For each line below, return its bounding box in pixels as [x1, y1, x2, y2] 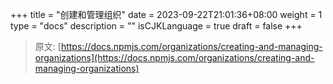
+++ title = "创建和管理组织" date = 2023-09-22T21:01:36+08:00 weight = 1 [10, 9, 323, 20]
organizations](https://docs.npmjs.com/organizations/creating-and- [34, 52, 315, 63]
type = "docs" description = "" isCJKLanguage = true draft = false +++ [10, 20, 303, 32]
